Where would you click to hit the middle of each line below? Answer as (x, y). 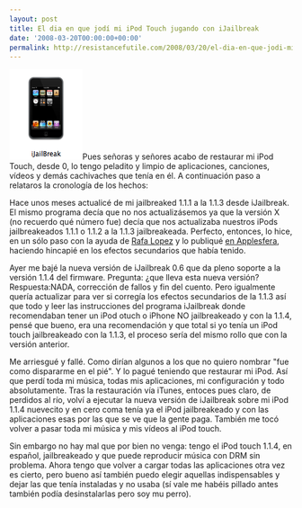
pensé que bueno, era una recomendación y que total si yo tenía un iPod (144, 325)
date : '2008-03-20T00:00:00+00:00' (76, 38)
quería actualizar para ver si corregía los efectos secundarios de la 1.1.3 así (148, 297)
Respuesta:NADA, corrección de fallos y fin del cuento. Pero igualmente (142, 287)
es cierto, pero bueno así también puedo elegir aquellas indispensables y (145, 475)
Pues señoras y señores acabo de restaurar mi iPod (178, 156)
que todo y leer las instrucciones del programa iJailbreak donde (127, 307)
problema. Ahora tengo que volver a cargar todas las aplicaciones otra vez (147, 465)
